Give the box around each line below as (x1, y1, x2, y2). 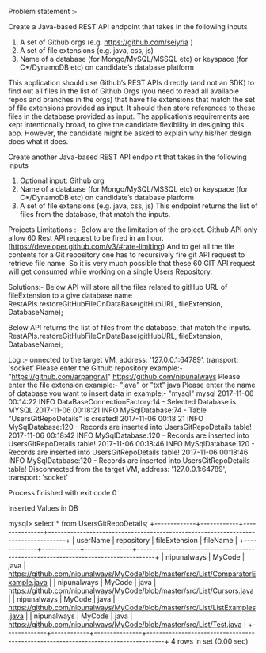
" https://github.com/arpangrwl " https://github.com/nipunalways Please (8, 372, 241, 381)
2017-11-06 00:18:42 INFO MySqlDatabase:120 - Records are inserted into (8, 431, 249, 440)
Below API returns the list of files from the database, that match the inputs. (8, 323, 252, 332)
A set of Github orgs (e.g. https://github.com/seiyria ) (19, 37, 193, 47)
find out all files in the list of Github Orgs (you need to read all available (8, 86, 240, 96)
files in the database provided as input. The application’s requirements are (8, 112, 250, 121)
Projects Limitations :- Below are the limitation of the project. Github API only (8, 225, 258, 234)
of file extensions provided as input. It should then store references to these (8, 103, 256, 112)
